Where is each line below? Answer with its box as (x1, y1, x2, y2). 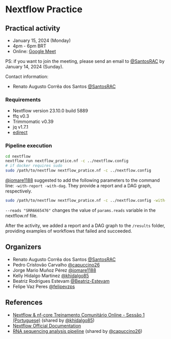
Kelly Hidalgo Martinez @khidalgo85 (12, 272, 89, 279)
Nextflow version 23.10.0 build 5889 (12, 108, 88, 114)
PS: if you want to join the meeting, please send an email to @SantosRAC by (5, 58, 165, 64)
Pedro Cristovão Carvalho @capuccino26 (12, 261, 100, 268)
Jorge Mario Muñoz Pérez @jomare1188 (12, 267, 97, 273)
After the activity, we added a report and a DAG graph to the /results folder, (5, 222, 165, 228)
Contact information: (5, 74, 49, 80)
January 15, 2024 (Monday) (12, 37, 71, 43)
